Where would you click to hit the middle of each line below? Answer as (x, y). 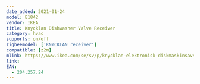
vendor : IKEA (22, 22)
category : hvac (25, 34)
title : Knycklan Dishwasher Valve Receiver (61, 28)
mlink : (14, 56)
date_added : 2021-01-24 (36, 12)
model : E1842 (22, 17)
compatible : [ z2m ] (29, 50)
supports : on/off (28, 39)
